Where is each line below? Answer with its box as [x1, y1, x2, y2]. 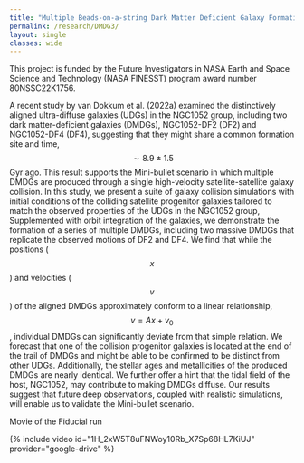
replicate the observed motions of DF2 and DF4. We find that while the [9, 235, 273, 246]
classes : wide [9, 38, 63, 48]
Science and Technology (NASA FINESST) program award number [9, 73, 258, 84]
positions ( [9, 244, 49, 255]
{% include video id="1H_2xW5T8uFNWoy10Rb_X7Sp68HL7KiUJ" [9, 434, 255, 445]
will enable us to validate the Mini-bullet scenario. [9, 399, 195, 410]
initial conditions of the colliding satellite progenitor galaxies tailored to [9, 196, 273, 207]
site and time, [9, 139, 61, 150]
